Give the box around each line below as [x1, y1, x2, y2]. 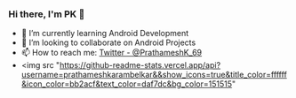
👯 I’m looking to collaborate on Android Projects [20, 37, 196, 48]
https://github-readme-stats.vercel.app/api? [60, 60, 221, 71]
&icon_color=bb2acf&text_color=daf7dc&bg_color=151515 [20, 79, 233, 89]
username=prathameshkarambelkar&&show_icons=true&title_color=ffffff [20, 70, 288, 80]
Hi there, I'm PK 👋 [8, 8, 85, 20]
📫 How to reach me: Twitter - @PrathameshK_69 [20, 48, 203, 58]
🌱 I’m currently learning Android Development [20, 28, 189, 39]
